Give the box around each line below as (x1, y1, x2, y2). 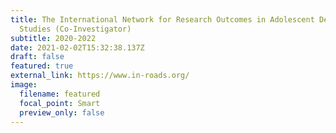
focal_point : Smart (19, 98, 101, 108)
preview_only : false (19, 107, 105, 118)
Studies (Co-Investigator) (19, 24, 132, 34)
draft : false (10, 52, 65, 62)
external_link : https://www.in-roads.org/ (10, 71, 190, 81)
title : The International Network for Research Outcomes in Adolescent (10, 14, 315, 25)
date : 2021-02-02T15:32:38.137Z (10, 42, 145, 53)
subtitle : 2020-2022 (10, 33, 97, 43)
